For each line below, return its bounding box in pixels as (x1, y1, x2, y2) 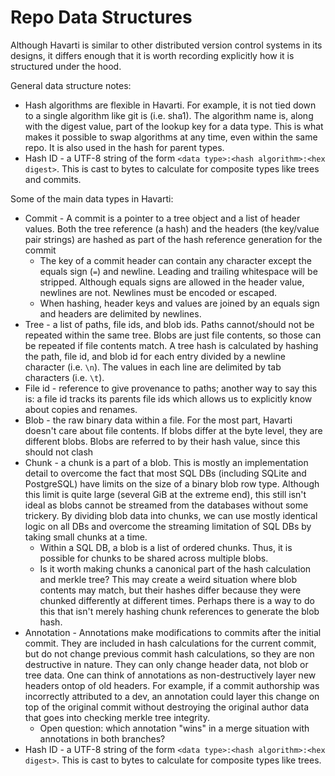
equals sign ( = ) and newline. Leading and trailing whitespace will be (39, 265, 318, 277)
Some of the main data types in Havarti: (10, 192, 174, 205)
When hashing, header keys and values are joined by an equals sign (39, 297, 320, 309)
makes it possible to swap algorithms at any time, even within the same (24, 131, 318, 143)
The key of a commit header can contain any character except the (39, 254, 312, 266)
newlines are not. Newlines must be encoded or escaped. (39, 286, 278, 298)
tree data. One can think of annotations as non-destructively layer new (24, 669, 317, 681)
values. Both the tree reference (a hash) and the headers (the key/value (24, 222, 320, 235)
